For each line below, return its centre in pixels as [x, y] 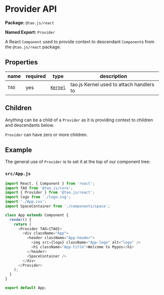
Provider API [31, 9]
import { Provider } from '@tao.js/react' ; [50, 192]
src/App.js [18, 174]
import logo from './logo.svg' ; [38, 197]
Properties [21, 62]
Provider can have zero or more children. [46, 134]
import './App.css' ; [26, 202]
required [36, 76]
